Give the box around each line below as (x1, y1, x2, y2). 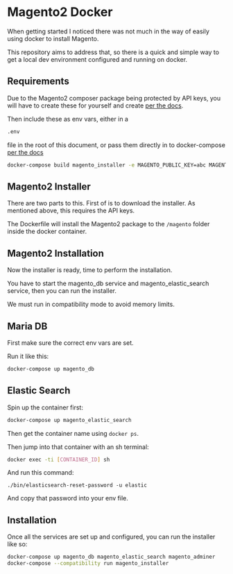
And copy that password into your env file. (7, 494, 128, 503)
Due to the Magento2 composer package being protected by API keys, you (7, 94, 221, 102)
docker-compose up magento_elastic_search (7, 416, 132, 423)
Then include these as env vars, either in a (7, 115, 128, 123)
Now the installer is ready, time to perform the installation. (7, 266, 173, 274)
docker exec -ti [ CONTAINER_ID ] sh (7, 456, 110, 463)
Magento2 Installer (7, 180, 92, 192)
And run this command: (7, 469, 74, 477)
